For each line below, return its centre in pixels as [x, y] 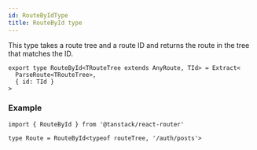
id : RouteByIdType [38, 15]
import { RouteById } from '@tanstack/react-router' [96, 124]
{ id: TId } [35, 82]
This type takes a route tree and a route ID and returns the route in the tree [129, 45]
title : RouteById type [45, 23]
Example [25, 108]
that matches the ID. [40, 53]
